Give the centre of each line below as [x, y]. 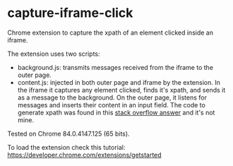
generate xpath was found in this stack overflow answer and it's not [116, 112]
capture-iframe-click [70, 13]
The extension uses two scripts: [54, 54]
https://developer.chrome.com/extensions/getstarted [84, 155]
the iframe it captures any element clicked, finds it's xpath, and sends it [121, 90]
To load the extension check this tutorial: [66, 147]
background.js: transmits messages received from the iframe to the [115, 67]
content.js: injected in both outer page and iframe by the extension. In [119, 82]
